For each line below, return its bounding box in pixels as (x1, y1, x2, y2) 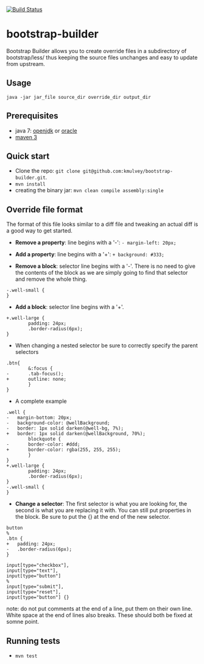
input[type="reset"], (6, 589, 62, 595)
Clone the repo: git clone (15, 167, 80, 175)
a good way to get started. (6, 227, 73, 234)
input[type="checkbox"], (6, 562, 69, 569)
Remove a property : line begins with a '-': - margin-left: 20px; (15, 239, 177, 247)
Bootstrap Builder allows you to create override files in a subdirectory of (6, 47, 187, 54)
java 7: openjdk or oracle (15, 127, 77, 134)
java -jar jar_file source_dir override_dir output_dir (6, 94, 151, 100)
